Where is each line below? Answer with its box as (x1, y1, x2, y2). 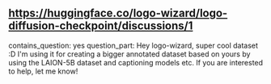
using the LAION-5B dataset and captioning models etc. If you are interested (8, 57, 264, 67)
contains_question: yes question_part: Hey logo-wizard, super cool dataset (8, 40, 259, 50)
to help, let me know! (8, 66, 78, 76)
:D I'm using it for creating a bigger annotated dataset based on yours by (8, 48, 251, 59)
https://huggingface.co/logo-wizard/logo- (8, 6, 228, 20)
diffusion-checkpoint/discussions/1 (8, 19, 193, 33)
